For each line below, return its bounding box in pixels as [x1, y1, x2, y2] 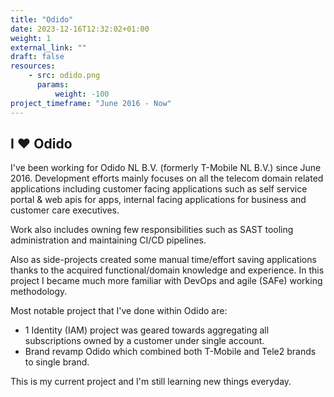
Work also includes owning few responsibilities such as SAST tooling [10, 224, 294, 236]
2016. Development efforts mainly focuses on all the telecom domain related [10, 172, 324, 185]
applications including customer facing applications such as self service [10, 183, 308, 195]
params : [36, 80, 70, 90]
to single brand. [24, 356, 90, 368]
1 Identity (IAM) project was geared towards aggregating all [24, 324, 270, 336]
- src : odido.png [28, 71, 101, 81]
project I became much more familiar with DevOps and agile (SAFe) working [10, 275, 323, 287]
